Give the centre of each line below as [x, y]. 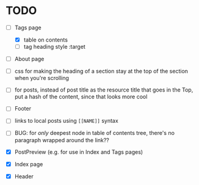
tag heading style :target [55, 47]
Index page [29, 164]
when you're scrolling [42, 78]
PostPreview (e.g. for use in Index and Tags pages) [79, 152]
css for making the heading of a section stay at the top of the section [101, 71]
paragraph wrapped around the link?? [62, 140]
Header [24, 176]
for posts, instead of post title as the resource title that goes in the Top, [104, 90]
